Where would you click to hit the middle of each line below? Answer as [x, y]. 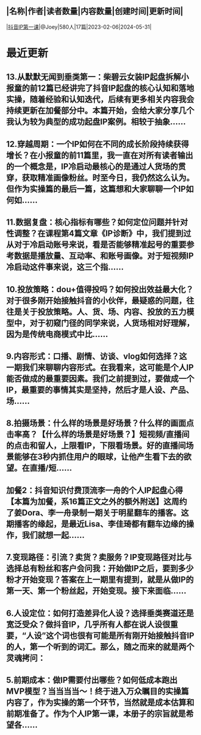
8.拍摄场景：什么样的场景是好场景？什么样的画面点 [100, 423]
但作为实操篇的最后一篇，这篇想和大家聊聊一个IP [96, 189]
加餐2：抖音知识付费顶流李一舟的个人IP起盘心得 [95, 490]
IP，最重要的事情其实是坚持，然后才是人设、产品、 [100, 390]
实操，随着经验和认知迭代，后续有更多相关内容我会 [100, 99]
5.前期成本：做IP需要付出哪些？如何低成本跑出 [92, 680]
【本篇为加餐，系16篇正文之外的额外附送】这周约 [97, 501]
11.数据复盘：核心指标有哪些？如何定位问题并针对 [97, 223]
